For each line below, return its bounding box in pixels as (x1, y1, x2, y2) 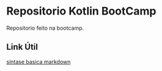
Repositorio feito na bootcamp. (6, 24, 84, 32)
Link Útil (6, 42, 39, 52)
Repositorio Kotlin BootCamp (6, 4, 156, 18)
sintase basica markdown (6, 58, 71, 65)
